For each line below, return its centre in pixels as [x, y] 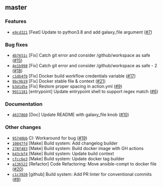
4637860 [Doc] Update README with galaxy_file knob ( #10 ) [71, 115]
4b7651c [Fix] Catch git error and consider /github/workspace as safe [81, 55]
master [16, 8]
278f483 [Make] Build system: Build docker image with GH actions [78, 148]
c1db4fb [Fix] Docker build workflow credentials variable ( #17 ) [74, 76]
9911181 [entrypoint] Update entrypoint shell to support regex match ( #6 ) [85, 91]
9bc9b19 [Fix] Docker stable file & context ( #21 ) [59, 81]
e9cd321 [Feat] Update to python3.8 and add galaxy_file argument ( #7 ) [82, 32]
